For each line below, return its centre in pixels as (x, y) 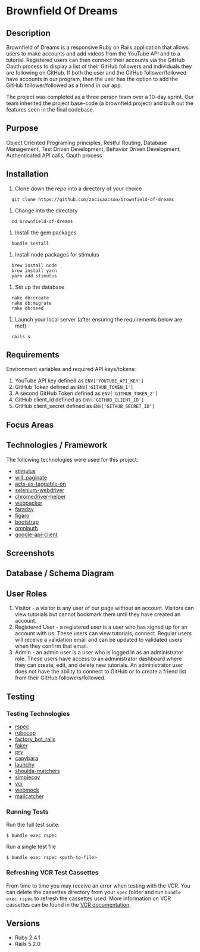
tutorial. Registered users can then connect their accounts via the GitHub (96, 60)
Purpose (22, 129)
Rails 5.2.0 (27, 944)
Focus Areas (30, 425)
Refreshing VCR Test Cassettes (52, 873)
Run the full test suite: (33, 825)
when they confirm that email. (51, 646)
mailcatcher (29, 796)
